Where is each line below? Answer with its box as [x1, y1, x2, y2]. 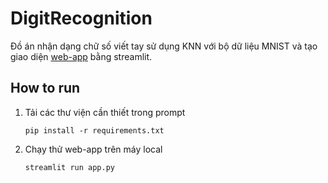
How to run [10, 80, 81, 97]
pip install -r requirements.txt [24, 125, 165, 136]
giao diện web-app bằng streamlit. [10, 50, 153, 62]
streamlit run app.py [24, 162, 115, 172]
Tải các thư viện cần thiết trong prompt [24, 106, 186, 118]
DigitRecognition [10, 7, 153, 30]
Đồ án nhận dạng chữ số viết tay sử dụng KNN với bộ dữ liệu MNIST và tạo [10, 40, 318, 52]
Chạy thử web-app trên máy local [24, 143, 163, 155]
